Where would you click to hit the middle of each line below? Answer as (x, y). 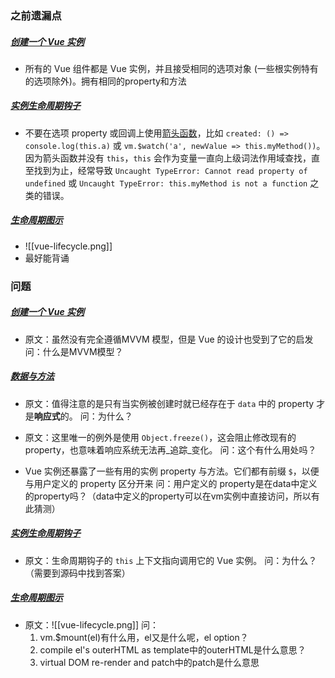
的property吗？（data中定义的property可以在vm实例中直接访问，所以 (168, 496)
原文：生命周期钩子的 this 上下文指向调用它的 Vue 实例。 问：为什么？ (171, 560)
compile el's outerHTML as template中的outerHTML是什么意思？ (173, 649)
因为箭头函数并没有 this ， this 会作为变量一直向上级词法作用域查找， (168, 158)
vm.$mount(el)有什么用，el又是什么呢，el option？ (144, 637)
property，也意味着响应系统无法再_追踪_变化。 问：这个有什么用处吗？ (170, 449)
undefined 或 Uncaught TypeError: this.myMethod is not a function (166, 183)
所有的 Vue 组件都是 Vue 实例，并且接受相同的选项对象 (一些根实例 (163, 68)
